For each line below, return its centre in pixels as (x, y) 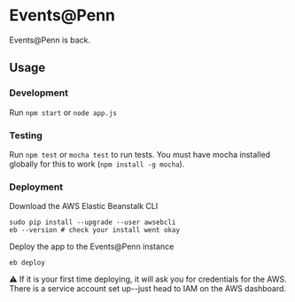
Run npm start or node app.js (63, 112)
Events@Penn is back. (50, 40)
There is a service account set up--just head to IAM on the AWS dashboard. (147, 289)
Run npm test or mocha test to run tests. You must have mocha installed (140, 154)
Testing (26, 136)
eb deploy (27, 263)
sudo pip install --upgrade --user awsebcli (93, 222)
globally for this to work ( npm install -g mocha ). (97, 164)
